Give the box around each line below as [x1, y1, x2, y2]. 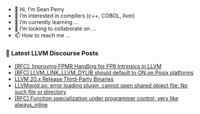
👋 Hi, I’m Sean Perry [14, 6, 64, 13]
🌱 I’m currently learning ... [14, 19, 79, 25]
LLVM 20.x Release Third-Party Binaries [14, 75, 114, 83]
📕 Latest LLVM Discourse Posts [5, 49, 99, 57]
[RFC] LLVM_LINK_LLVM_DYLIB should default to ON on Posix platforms [14, 69, 194, 77]
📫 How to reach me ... [14, 32, 70, 39]
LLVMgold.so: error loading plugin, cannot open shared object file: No [14, 82, 188, 89]
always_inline [14, 101, 48, 109]
